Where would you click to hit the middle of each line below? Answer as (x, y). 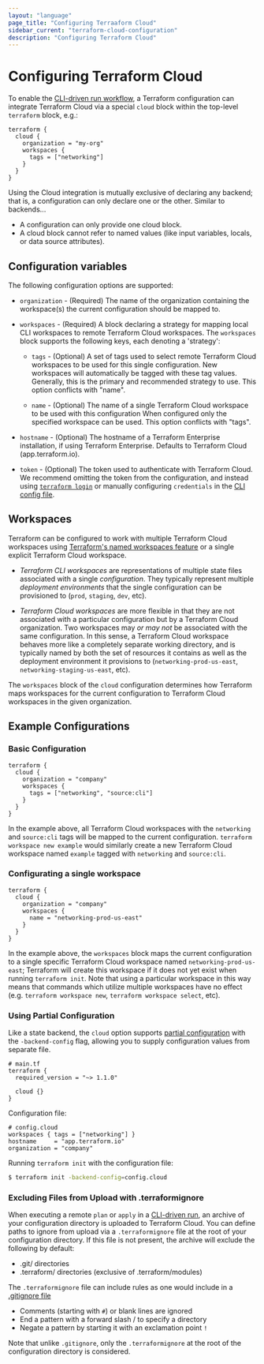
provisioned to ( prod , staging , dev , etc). (83, 595)
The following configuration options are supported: (91, 285)
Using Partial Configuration (61, 1015)
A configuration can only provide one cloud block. (101, 225)
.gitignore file (30, 1296)
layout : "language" (40, 15)
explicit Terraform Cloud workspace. (68, 555)
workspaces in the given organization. (70, 701)
